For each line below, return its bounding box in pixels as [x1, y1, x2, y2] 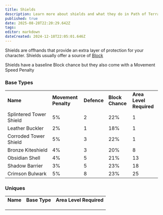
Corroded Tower [7, 133, 45, 139]
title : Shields [5, 7, 36, 12]
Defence [83, 97, 104, 104]
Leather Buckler [7, 125, 44, 132]
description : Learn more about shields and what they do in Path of [5, 12, 147, 16]
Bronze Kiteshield [7, 147, 48, 154]
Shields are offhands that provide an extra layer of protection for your [5, 47, 144, 53]
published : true [5, 16, 38, 21]
